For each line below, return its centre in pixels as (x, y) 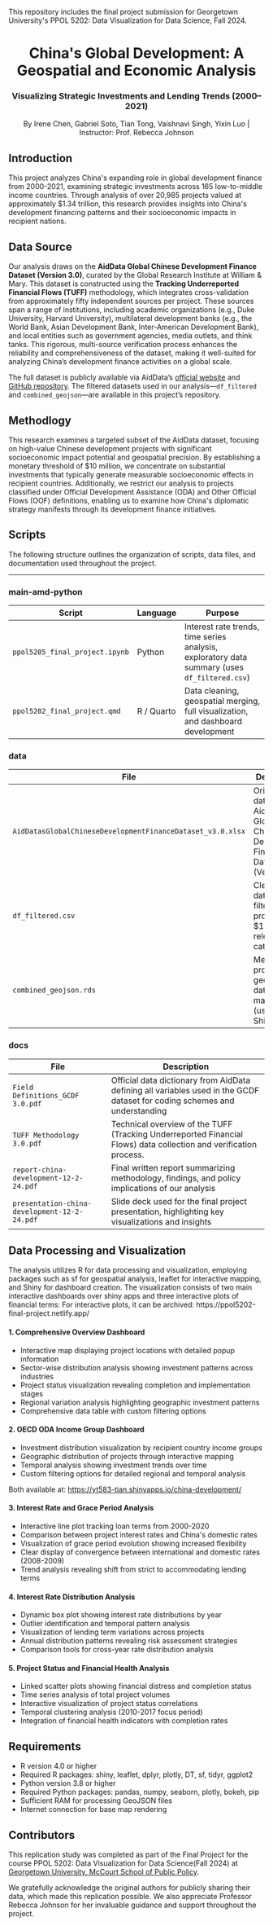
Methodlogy (40, 420)
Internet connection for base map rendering (93, 1809)
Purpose (223, 613)
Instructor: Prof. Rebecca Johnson (136, 133)
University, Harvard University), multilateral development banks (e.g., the (130, 319)
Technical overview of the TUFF (172, 1123)
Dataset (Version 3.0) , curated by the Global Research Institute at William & (135, 275)
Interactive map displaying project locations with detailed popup (128, 1350)
